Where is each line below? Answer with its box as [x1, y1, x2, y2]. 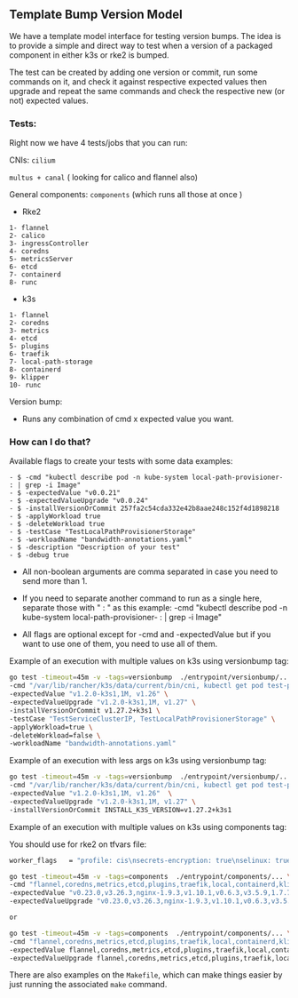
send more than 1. [21, 576, 88, 587]
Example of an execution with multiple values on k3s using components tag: [9, 821, 286, 832]
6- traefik [9, 350, 50, 359]
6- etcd [9, 262, 38, 272]
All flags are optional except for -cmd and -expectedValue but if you [21, 629, 271, 640]
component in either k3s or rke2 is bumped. [9, 49, 170, 60]
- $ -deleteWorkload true [9, 520, 105, 529]
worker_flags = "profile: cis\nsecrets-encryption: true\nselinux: [9, 856, 272, 865]
